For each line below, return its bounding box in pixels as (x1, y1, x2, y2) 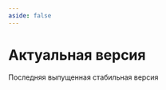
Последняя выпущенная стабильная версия (8, 72, 159, 82)
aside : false (8, 11, 52, 20)
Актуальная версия (8, 45, 146, 64)
